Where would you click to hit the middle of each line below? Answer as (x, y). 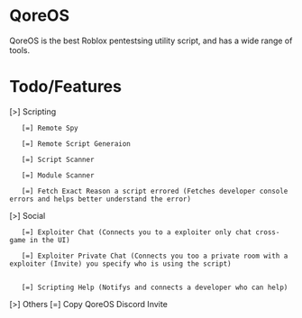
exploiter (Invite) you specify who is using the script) (120, 263)
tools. (20, 50)
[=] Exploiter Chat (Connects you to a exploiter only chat (137, 232)
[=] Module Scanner (58, 175)
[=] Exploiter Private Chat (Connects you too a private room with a (155, 256)
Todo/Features (65, 87)
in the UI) (50, 240)
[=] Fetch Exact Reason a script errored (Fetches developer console (155, 191)
